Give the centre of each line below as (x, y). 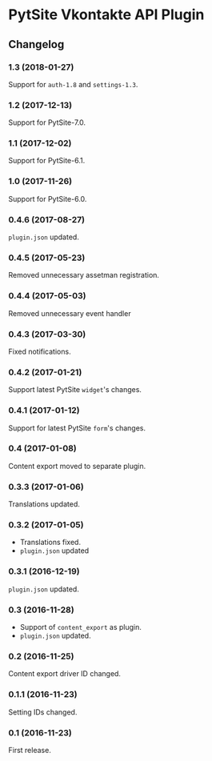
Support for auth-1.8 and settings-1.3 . (73, 84)
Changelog (36, 44)
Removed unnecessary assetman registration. (84, 275)
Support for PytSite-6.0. (48, 198)
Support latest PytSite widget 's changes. (75, 390)
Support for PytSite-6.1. (47, 161)
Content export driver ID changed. (65, 674)
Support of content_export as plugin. (81, 627)
